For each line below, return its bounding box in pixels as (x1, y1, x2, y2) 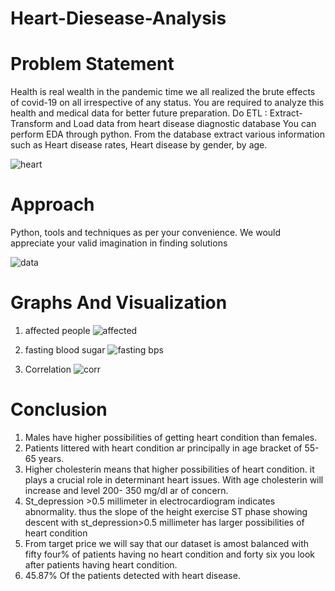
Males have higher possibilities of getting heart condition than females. (24, 431, 318, 443)
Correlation (24, 363, 72, 375)
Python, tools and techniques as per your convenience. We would (10, 227, 282, 239)
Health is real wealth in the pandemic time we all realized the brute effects (10, 86, 316, 98)
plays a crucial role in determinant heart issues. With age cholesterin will (24, 473, 324, 486)
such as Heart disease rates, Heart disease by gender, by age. (10, 139, 268, 151)
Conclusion (10, 398, 108, 421)
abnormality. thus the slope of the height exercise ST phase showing (24, 505, 308, 517)
